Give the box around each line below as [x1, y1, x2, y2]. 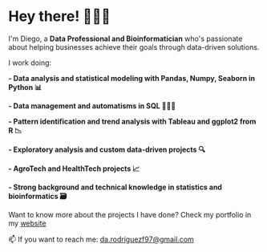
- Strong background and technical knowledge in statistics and [8, 182, 223, 192]
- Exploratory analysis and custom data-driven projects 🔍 [8, 144, 206, 154]
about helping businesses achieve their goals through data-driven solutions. [8, 42, 260, 51]
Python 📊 [8, 82, 42, 91]
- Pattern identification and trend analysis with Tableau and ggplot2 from [8, 116, 257, 126]
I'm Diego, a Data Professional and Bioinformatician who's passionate [8, 34, 243, 43]
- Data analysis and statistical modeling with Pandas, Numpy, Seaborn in [8, 73, 255, 83]
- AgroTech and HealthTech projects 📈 [8, 164, 140, 173]
